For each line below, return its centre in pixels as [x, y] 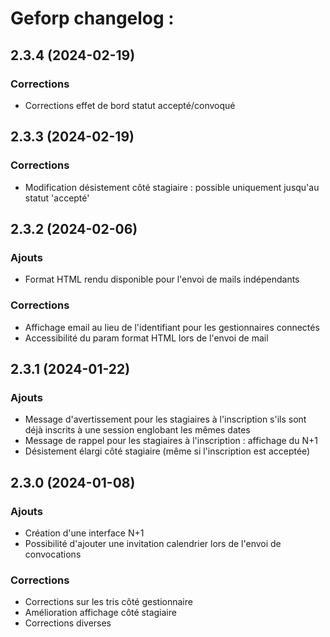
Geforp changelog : [92, 18]
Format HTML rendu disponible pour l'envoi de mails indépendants [162, 279]
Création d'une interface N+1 [84, 533]
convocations [53, 554]
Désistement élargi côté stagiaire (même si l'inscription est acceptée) [167, 451]
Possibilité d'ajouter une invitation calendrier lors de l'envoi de [153, 543]
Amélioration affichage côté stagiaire [100, 613]
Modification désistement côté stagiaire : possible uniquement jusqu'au [172, 187]
